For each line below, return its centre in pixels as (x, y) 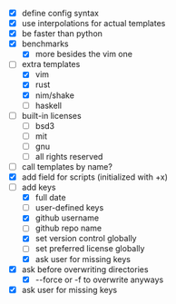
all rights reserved (69, 156)
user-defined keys (69, 208)
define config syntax (60, 13)
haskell (49, 105)
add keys (39, 187)
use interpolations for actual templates (93, 24)
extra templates (51, 64)
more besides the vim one (84, 54)
